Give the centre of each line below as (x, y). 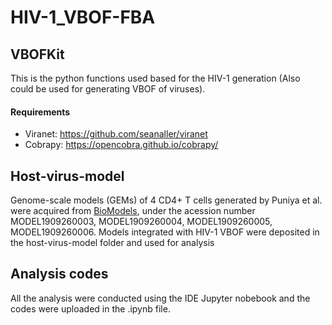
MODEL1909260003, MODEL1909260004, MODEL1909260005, (141, 222)
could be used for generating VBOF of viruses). (108, 89)
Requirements (40, 112)
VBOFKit (37, 54)
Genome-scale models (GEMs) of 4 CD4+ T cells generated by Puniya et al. (166, 200)
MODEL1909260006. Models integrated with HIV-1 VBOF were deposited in (165, 232)
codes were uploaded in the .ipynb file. (90, 308)
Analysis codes (59, 274)
